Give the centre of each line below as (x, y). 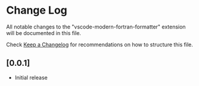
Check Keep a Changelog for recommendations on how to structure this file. (100, 44)
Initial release (31, 77)
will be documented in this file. (44, 33)
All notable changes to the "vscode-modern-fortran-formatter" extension (96, 27)
